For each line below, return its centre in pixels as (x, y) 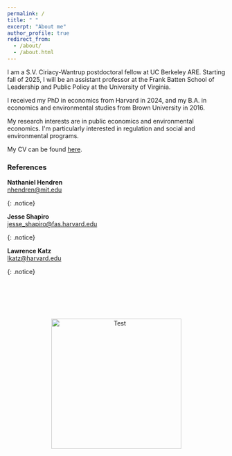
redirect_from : (29, 40)
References (27, 167)
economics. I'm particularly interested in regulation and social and (101, 128)
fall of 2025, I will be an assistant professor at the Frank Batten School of (111, 79)
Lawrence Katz (29, 251)
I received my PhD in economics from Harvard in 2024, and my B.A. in (107, 100)
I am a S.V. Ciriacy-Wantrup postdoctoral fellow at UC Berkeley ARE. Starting (116, 72)
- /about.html (34, 53)
